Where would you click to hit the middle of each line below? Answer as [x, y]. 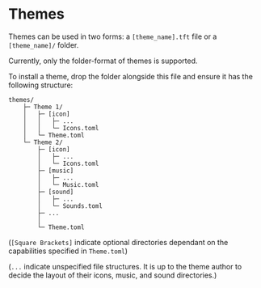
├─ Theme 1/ [43, 107]
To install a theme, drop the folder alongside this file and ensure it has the [130, 76]
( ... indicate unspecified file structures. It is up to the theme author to [125, 266]
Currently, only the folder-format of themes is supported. [103, 61]
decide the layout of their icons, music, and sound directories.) [113, 275]
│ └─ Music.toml [68, 184]
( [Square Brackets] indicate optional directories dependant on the [118, 242]
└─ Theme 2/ [43, 142]
